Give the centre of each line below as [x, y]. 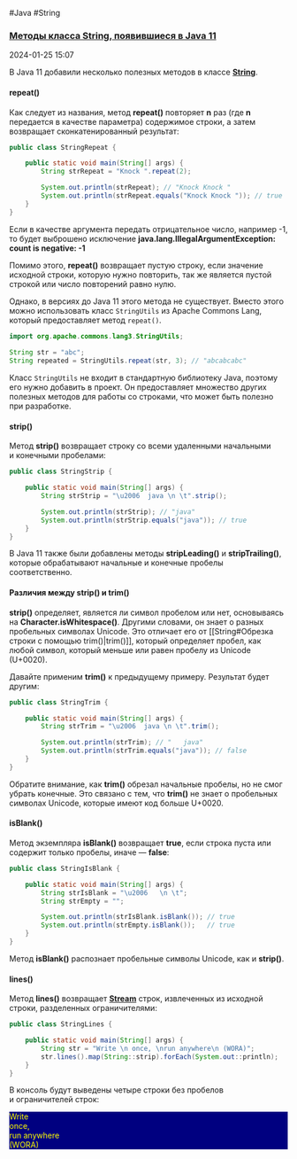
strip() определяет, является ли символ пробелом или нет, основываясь [147, 612]
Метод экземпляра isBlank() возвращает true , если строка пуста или [140, 843]
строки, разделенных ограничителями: [83, 1008]
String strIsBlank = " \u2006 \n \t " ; [114, 893]
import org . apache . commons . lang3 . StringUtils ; [96, 336]
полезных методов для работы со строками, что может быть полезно [141, 397]
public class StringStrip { [61, 472]
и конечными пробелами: [57, 455]
